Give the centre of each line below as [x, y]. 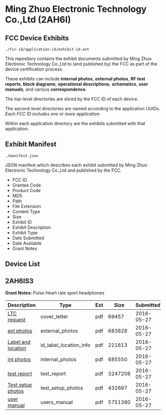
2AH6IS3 [19, 281]
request [17, 320]
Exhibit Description [31, 227]
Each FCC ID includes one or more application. [53, 114]
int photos [19, 359]
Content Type [26, 211]
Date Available [27, 243]
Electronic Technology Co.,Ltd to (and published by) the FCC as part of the [81, 64]
